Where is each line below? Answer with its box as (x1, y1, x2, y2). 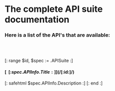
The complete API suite (4, 3, 103, 15)
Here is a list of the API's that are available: (4, 32, 111, 39)
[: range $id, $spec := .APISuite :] (4, 58, 73, 64)
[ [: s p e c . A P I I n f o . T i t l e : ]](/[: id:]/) (4, 69, 75, 75)
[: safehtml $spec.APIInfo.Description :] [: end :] (4, 80, 103, 86)
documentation (4, 14, 70, 25)
